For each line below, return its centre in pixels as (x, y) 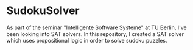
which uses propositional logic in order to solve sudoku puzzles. (87, 40)
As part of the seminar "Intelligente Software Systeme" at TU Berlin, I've (96, 27)
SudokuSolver (43, 11)
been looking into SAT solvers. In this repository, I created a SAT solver (95, 34)
